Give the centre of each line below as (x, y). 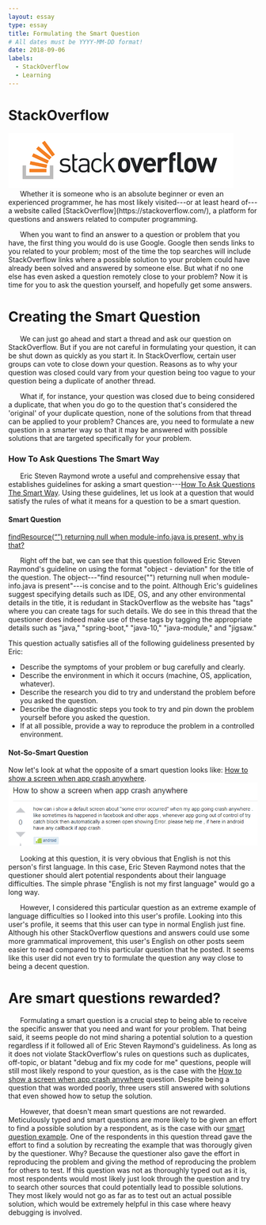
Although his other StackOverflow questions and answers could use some (129, 933)
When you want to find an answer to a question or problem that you (129, 234)
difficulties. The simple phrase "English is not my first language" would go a (132, 884)
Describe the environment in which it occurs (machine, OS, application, (135, 675)
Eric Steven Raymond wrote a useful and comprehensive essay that (129, 476)
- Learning (33, 75)
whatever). (37, 684)
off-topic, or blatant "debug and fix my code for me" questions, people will (130, 1062)
